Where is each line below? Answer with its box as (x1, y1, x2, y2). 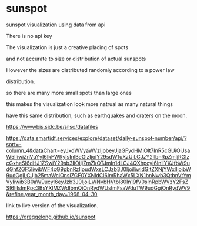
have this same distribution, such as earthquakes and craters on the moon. (6, 112, 188, 119)
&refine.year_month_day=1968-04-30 (6, 190, 98, 197)
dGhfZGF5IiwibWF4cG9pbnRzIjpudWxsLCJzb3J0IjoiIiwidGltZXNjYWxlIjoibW (6, 166, 191, 173)
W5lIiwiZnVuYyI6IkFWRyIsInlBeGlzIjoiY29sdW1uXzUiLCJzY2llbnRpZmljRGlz (6, 153, 190, 160)
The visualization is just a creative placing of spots (6, 43, 128, 51)
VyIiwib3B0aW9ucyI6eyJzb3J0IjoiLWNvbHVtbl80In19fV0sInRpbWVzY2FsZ (6, 178, 189, 185)
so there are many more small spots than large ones (6, 89, 132, 96)
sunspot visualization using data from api (6, 21, 106, 28)
